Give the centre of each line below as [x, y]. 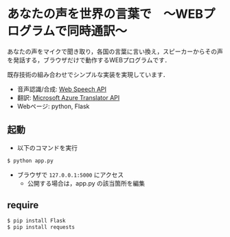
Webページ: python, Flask [53, 106]
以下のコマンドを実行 [47, 147]
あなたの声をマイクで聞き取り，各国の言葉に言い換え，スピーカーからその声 [115, 51]
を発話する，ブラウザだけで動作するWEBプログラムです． [89, 60]
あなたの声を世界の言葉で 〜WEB [105, 14]
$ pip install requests [41, 227]
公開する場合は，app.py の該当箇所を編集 [86, 183]
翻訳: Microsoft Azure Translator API [68, 97]
